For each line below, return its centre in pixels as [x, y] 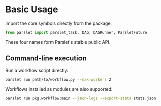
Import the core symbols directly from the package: [59, 23]
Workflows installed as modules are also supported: [59, 89]
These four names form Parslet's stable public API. [58, 42]
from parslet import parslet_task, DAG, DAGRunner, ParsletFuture [76, 32]
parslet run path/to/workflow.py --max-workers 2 [58, 79]
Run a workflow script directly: [37, 70]
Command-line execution [46, 58]
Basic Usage [32, 9]
